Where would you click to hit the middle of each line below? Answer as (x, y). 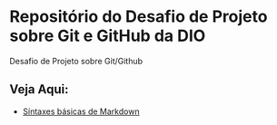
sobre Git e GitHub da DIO (108, 36)
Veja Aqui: (39, 89)
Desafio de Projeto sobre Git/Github (76, 61)
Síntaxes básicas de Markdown (81, 111)
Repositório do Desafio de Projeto (138, 17)
